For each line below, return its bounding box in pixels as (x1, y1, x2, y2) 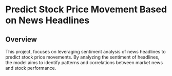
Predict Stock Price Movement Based (5, 4, 167, 15)
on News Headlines (5, 14, 90, 26)
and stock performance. (5, 65, 56, 71)
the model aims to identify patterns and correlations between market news (5, 60, 163, 65)
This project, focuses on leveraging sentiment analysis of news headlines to (5, 49, 166, 54)
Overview (5, 35, 37, 44)
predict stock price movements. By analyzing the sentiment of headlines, (5, 54, 160, 60)
